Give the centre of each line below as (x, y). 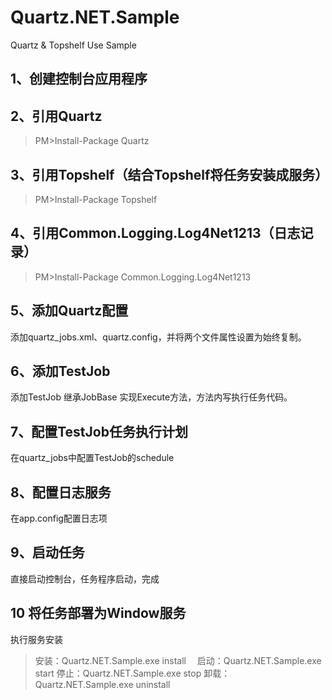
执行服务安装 (36, 639)
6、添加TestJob (60, 371)
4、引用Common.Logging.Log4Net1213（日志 (155, 233)
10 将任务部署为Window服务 (98, 613)
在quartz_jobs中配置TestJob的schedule (92, 458)
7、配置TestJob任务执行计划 (99, 431)
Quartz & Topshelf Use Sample (73, 45)
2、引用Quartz (56, 116)
